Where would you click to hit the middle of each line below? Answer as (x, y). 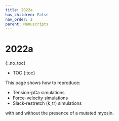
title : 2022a (19, 10)
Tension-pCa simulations (38, 93)
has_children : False (27, 15)
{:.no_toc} (15, 63)
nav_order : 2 (19, 19)
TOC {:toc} (24, 73)
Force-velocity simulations (40, 98)
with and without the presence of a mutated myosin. (59, 113)
